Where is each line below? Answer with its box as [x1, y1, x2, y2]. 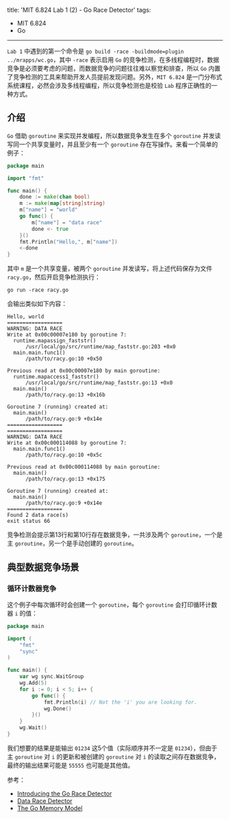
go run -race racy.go [7, 287, 69, 294]
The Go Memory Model [16, 804, 83, 812]
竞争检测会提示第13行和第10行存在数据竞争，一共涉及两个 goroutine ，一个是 [7, 530, 223, 539]
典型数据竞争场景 [7, 561, 79, 573]
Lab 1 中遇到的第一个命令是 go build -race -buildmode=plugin [7, 47, 184, 55]
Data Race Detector [16, 796, 73, 805]
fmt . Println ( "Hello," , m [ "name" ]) [19, 238, 118, 245]
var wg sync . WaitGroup [19, 673, 84, 680]
